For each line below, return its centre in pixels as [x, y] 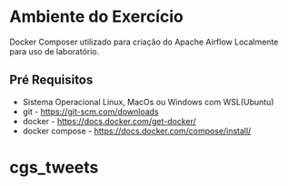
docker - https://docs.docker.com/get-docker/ [109, 121]
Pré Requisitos [51, 80]
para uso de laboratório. [55, 51]
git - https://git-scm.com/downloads [90, 112]
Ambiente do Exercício [96, 17]
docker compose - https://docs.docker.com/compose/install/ [137, 131]
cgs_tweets [54, 167]
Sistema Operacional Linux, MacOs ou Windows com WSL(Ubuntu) [148, 102]
